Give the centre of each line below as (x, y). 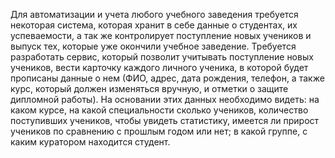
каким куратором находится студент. (90, 142)
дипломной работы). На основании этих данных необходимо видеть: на (165, 99)
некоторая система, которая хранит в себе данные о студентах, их (154, 25)
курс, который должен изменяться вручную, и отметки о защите (149, 88)
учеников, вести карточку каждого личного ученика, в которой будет (159, 67)
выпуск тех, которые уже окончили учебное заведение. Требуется (153, 46)
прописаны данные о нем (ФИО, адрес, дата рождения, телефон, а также (167, 78)
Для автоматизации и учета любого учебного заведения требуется (154, 14)
